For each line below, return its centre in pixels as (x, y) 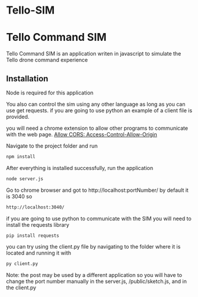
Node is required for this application (50, 93)
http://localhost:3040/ (35, 207)
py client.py (22, 264)
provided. (18, 116)
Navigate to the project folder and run (52, 146)
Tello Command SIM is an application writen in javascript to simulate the (94, 54)
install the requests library (38, 224)
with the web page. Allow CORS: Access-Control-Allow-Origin (82, 134)
